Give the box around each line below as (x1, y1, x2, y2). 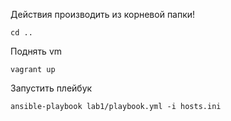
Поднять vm (10, 45, 63, 57)
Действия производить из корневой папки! (10, 9, 196, 20)
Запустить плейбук (10, 82, 93, 94)
